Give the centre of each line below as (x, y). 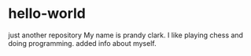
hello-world (47, 14)
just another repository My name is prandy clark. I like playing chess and (126, 35)
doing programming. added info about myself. (82, 43)
